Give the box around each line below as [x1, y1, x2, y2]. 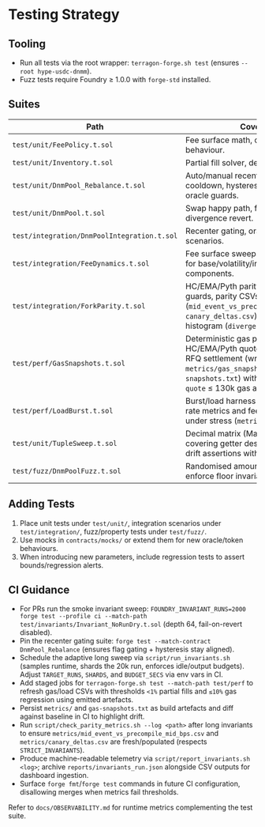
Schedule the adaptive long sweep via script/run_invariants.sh [19, 653, 230, 663]
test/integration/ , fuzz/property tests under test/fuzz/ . [19, 527, 207, 536]
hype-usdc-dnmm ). [37, 66, 92, 76]
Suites [8, 97, 41, 111]
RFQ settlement [185, 353, 243, 364]
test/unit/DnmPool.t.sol [12, 208, 106, 217]
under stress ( [185, 415, 238, 426]
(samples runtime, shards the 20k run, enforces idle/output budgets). [19, 662, 244, 671]
